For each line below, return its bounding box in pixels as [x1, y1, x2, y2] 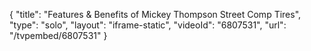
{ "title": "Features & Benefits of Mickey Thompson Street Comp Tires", [9, 9, 302, 20]
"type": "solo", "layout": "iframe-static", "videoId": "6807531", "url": [9, 19, 287, 31]
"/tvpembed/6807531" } [9, 30, 108, 41]
